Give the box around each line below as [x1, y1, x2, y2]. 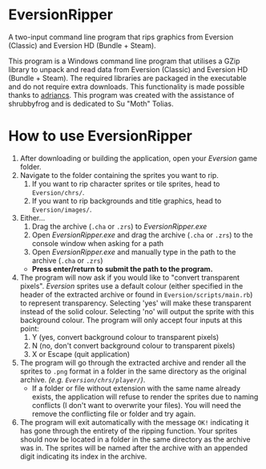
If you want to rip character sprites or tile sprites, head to [31, 179, 220, 188]
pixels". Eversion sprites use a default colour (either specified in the [19, 281, 244, 290]
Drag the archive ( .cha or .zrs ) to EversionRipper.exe [31, 221, 208, 231]
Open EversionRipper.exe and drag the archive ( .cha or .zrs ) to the [31, 230, 254, 240]
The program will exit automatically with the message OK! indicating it [19, 417, 249, 427]
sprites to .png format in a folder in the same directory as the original [19, 366, 247, 376]
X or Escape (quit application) [31, 349, 131, 358]
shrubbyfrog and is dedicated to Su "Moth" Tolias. [8, 99, 174, 108]
